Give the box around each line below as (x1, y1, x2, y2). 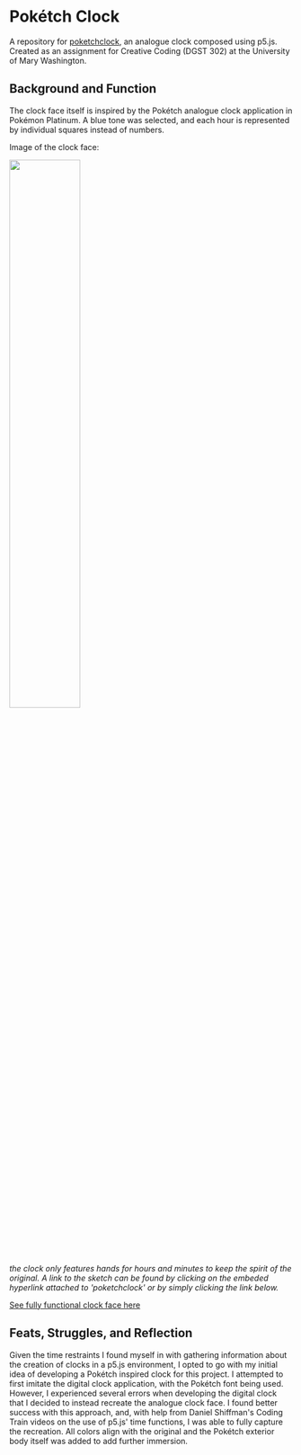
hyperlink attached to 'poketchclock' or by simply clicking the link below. (9, 1281, 279, 1292)
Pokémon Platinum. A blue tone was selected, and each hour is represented (9, 114, 290, 125)
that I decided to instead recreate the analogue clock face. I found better (9, 1397, 279, 1408)
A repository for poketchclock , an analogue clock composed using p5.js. (9, 36, 278, 47)
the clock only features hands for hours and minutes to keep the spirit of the (9, 1263, 292, 1273)
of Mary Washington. (9, 55, 87, 66)
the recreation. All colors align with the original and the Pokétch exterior (9, 1425, 275, 1436)
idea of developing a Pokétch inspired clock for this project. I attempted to (9, 1369, 284, 1379)
